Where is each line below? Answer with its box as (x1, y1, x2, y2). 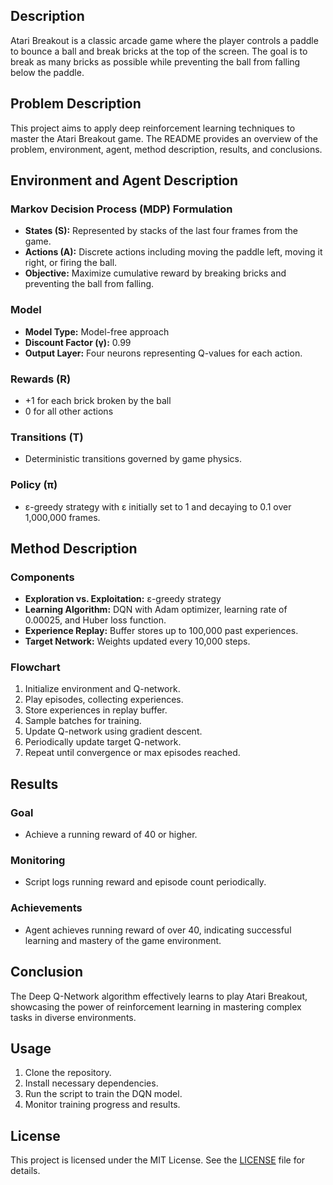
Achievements (10, 901, 83, 915)
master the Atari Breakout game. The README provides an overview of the (10, 132, 318, 144)
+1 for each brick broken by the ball (24, 394, 172, 406)
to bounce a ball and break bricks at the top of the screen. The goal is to (10, 45, 308, 57)
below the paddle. (10, 66, 85, 78)
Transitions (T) (10, 430, 84, 444)
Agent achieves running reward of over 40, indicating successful (24, 924, 292, 936)
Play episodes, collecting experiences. (24, 694, 184, 706)
